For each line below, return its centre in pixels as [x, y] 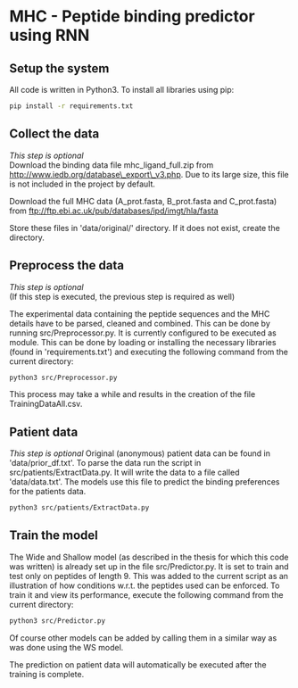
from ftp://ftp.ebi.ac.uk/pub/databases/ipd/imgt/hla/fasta [114, 211]
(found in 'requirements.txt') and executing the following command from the [149, 352]
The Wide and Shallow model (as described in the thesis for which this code [149, 557]
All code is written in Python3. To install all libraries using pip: [122, 90]
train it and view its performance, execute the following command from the [146, 594]
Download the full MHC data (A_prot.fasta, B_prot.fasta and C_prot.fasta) [143, 201]
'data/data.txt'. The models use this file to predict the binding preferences [145, 482]
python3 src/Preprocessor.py [63, 377]
